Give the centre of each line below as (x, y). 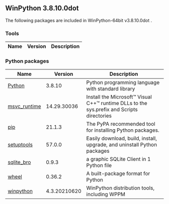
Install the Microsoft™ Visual (119, 97)
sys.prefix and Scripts (112, 110)
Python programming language (123, 82)
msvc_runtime (24, 107)
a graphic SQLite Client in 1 (118, 159)
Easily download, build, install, (122, 139)
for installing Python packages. (123, 130)
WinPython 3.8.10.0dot (42, 8)
